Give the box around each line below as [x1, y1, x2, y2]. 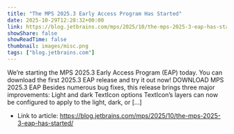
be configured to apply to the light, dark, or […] [7, 98, 142, 106]
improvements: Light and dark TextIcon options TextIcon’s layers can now [7, 90, 218, 98]
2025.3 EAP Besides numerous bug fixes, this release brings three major [7, 83, 215, 91]
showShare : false [7, 29, 58, 37]
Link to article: [17, 111, 58, 119]
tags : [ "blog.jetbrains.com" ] [7, 50, 95, 57]
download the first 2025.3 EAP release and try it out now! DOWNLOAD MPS [7, 75, 224, 84]
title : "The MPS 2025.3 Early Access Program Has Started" [7, 10, 182, 17]
